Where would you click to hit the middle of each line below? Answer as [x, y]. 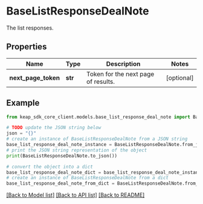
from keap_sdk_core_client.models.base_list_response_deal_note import [98, 117]
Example [23, 103]
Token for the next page [121, 74]
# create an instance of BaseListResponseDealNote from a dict [88, 178]
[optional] [180, 78]
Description [123, 63]
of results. [101, 81]
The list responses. [30, 28]
